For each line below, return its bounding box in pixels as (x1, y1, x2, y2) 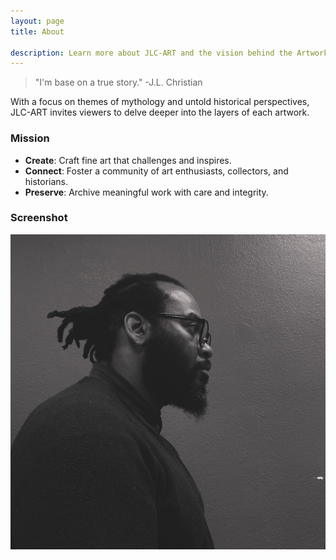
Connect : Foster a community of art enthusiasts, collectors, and (24, 165, 289, 177)
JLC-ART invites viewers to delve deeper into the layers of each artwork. (10, 106, 310, 119)
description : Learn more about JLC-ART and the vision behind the (10, 48, 293, 58)
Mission (10, 131, 50, 145)
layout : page (10, 16, 65, 26)
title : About (10, 26, 65, 37)
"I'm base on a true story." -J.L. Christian (34, 76, 203, 89)
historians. (24, 175, 69, 187)
